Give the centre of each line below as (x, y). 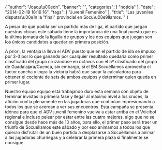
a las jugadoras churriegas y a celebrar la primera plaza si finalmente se (77, 137)
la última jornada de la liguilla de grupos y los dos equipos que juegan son (79, 37)
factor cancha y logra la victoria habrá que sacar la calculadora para (73, 72)
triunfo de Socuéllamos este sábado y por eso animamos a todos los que (78, 127)
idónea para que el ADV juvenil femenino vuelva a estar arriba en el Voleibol (81, 112)
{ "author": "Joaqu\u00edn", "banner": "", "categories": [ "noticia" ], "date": (80, 7)
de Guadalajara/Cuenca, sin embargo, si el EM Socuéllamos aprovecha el (78, 67)
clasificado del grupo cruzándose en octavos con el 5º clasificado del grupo (81, 61)
